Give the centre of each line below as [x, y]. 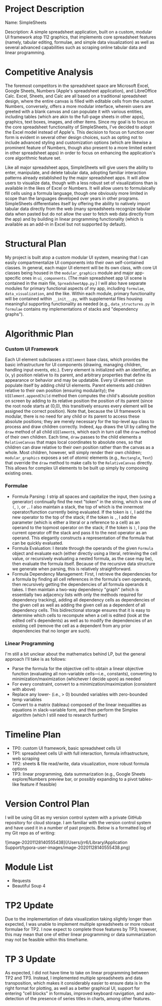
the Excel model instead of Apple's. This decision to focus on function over [80, 132]
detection [15, 998]
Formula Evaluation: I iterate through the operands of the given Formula [83, 548]
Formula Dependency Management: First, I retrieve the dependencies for [85, 574]
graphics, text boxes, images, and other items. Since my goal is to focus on [80, 122]
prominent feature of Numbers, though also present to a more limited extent [81, 147]
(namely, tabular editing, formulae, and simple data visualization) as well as [80, 42]
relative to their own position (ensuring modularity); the [60, 390]
